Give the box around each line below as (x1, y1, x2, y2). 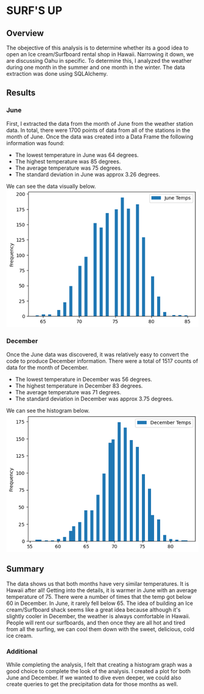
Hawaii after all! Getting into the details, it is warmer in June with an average (6, 587, 197, 594)
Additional (6, 647, 38, 656)
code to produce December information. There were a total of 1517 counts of (6, 357, 199, 364)
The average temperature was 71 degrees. (15, 388, 122, 396)
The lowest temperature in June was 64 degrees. (15, 151, 139, 159)
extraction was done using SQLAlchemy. (6, 70, 108, 77)
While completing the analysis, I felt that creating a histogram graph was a (6, 661, 192, 668)
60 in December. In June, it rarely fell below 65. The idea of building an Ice (6, 599, 194, 607)
